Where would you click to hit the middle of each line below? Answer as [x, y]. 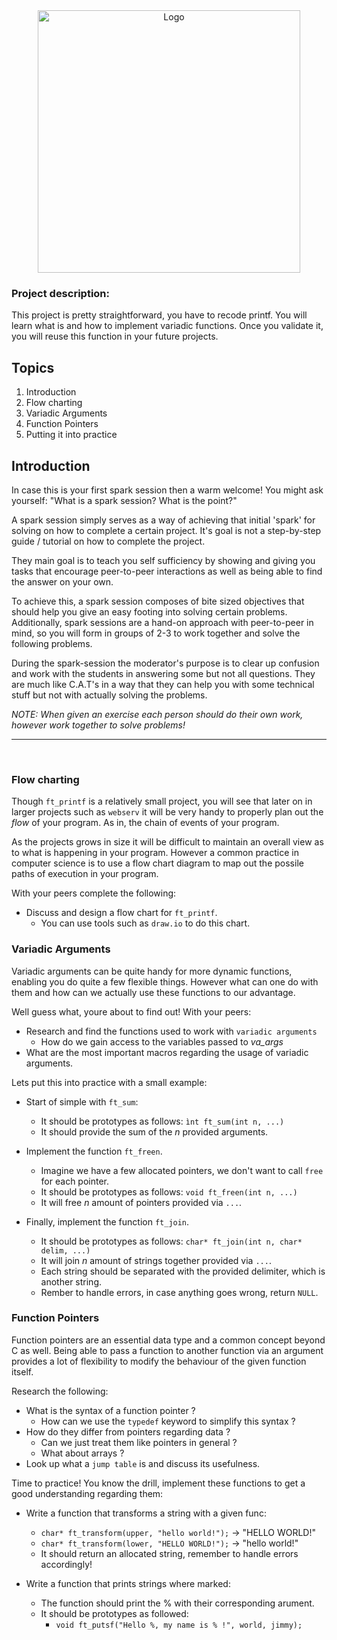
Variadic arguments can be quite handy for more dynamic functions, [152, 971]
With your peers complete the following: [94, 893]
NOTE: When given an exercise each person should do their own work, [157, 714]
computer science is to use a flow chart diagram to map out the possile [157, 863]
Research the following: [60, 1391]
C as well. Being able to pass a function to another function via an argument [167, 1350]
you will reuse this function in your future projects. [115, 336]
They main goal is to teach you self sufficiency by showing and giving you [163, 560]
